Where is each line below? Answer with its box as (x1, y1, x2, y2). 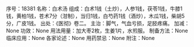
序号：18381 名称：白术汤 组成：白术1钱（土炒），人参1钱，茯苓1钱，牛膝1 (6, 5, 183, 12)
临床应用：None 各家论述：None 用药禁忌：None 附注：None (6, 35, 155, 41)
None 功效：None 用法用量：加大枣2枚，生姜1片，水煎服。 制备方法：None (6, 27, 189, 34)
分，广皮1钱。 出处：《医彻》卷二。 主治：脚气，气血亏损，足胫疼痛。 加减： (6, 20, 190, 26)
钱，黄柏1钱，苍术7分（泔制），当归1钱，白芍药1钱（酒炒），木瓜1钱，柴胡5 (6, 12, 185, 19)
